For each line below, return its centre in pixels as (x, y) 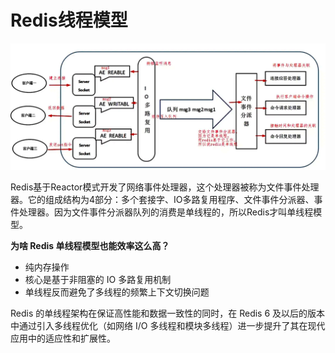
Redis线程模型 (69, 20)
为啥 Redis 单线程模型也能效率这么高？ (90, 245)
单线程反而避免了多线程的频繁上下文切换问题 (117, 292)
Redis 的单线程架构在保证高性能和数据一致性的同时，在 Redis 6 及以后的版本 (168, 313)
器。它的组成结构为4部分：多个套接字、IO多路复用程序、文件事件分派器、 (162, 199)
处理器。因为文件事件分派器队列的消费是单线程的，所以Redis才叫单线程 (166, 212)
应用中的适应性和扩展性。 (63, 338)
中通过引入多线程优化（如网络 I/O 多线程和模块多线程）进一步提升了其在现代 (168, 325)
